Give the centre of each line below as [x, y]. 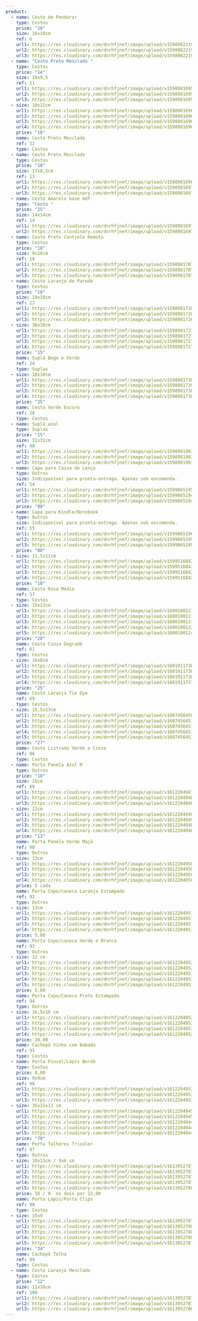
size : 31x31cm [33, 441]
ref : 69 [25, 699]
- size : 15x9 [27, 1216]
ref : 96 [25, 1084]
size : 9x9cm [31, 1078]
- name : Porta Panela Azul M [47, 765]
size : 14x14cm [33, 215]
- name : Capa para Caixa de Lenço [53, 468]
